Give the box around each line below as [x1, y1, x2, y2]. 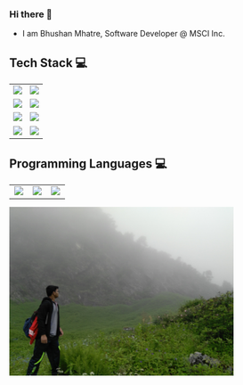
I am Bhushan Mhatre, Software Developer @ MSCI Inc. [21, 29, 225, 39]
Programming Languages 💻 [9, 156, 167, 171]
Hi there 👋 [9, 8, 53, 20]
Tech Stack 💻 [9, 55, 88, 70]
